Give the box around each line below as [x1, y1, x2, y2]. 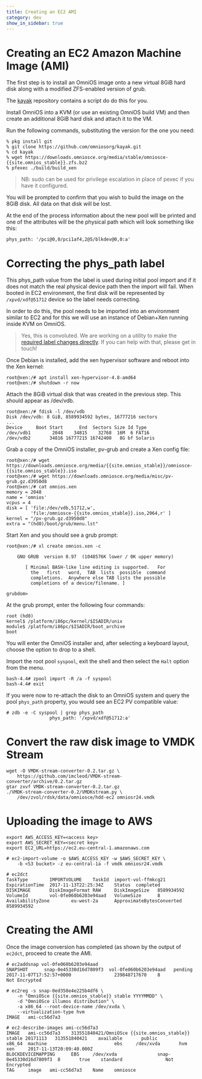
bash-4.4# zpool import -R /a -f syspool [6, 676, 112, 682]
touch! [21, 345, 37, 352]
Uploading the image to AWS [6, 814, 153, 828]
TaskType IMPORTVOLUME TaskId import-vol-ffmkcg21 [6, 877, 166, 883]
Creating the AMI [6, 923, 93, 937]
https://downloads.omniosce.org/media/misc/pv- [52, 473, 174, 479]
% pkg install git [6, 138, 52, 145]
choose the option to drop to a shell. [6, 646, 96, 653]
